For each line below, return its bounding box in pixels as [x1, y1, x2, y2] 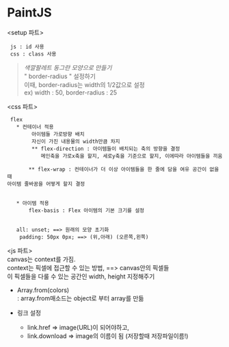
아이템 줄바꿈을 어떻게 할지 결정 [7, 180, 85, 187]
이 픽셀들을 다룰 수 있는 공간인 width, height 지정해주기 [7, 272, 155, 280]
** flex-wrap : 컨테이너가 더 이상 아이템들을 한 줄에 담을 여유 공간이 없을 [28, 166, 219, 173]
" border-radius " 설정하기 [23, 72, 96, 80]
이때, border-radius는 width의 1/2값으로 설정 [23, 80, 145, 88]
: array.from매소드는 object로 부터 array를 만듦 [16, 294, 145, 302]
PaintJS [7, 5, 53, 21]
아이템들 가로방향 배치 [31, 130, 85, 138]
